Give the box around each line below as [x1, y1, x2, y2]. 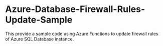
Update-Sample [5, 14, 73, 25]
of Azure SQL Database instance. [5, 36, 74, 42]
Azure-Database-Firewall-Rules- [5, 3, 145, 15]
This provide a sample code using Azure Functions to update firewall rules [5, 30, 158, 36]
